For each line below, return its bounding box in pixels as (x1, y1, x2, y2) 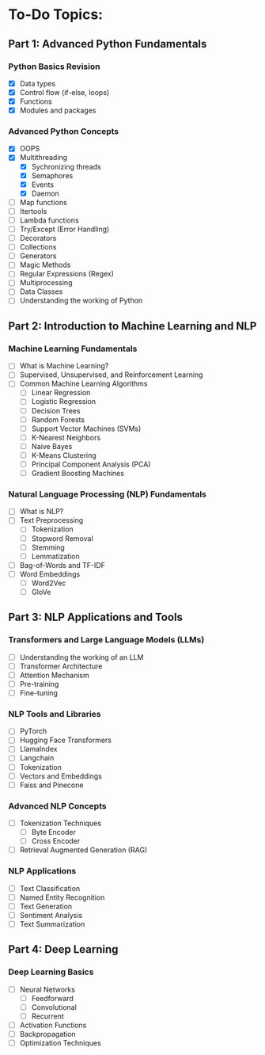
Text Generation (19, 901, 73, 911)
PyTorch (19, 726, 47, 736)
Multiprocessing (19, 278, 73, 288)
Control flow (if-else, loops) (19, 87, 110, 97)
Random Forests (31, 414, 85, 425)
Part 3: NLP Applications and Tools (8, 611, 184, 624)
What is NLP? (19, 507, 64, 516)
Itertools (19, 206, 47, 215)
